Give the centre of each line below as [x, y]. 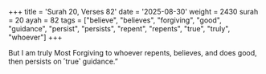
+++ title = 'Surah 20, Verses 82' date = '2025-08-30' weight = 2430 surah [133, 12]
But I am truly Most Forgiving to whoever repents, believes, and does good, [133, 53]
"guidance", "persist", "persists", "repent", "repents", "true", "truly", [119, 29]
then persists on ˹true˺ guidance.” [63, 61]
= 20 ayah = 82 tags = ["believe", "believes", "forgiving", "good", [115, 20]
